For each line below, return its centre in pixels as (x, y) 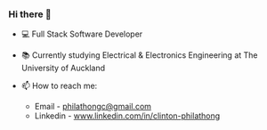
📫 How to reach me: (59, 86)
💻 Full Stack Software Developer (82, 34)
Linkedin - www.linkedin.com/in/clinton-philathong (127, 116)
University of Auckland (63, 68)
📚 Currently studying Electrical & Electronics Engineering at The (139, 55)
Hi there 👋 (30, 14)
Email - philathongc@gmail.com (93, 107)
